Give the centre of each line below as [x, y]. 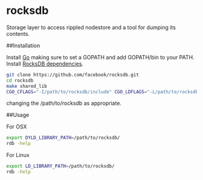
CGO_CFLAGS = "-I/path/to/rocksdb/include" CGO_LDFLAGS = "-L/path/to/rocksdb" [104, 92]
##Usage [18, 115]
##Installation [23, 45]
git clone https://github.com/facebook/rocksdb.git [72, 75]
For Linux [18, 155]
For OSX [17, 127]
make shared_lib [27, 86]
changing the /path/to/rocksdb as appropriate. [64, 103]
